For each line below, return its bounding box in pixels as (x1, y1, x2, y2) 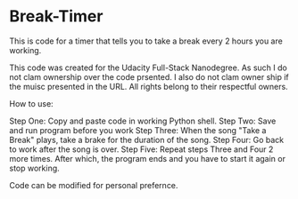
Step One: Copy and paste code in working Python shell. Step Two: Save (9, 115, 277, 126)
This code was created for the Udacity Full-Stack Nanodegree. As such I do (9, 62, 287, 73)
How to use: (9, 98, 54, 108)
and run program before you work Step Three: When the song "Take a (9, 124, 267, 135)
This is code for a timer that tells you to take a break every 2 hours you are (9, 36, 283, 46)
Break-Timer (9, 6, 103, 27)
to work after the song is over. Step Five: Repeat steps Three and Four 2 (9, 144, 274, 155)
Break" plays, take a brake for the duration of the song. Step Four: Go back (9, 134, 285, 145)
